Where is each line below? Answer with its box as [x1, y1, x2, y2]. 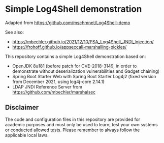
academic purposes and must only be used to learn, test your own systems [5, 121, 158, 127]
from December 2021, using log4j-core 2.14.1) [12, 79, 105, 85]
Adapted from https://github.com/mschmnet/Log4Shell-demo [5, 20, 131, 26]
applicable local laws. [5, 132, 49, 138]
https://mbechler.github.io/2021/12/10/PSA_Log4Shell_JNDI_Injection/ [12, 38, 154, 45]
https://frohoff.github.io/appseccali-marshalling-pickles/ [12, 44, 127, 50]
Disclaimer [5, 103, 39, 112]
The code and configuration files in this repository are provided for [5, 116, 140, 122]
